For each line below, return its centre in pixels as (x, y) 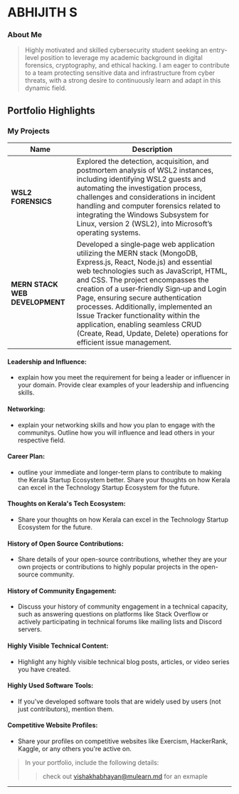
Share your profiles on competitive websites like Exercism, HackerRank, (123, 741)
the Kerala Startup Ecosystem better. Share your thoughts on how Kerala (124, 479)
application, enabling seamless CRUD (139, 325)
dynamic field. (46, 88)
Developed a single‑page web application (146, 245)
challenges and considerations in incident (146, 197)
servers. (30, 629)
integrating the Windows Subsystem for (143, 215)
